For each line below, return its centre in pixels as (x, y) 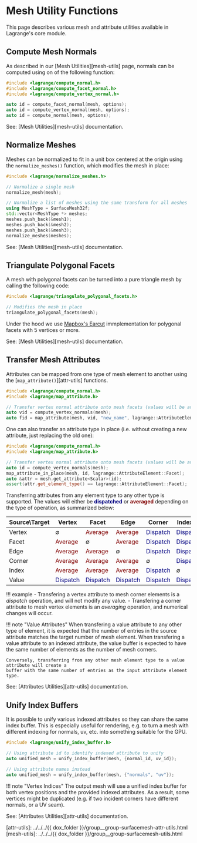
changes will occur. (30, 613)
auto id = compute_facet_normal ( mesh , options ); (67, 105)
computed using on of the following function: (60, 72)
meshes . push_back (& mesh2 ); (39, 224)
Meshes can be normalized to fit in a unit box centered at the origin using (94, 159)
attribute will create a (36, 666)
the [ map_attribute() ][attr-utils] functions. (57, 380)
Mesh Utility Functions (62, 11)
